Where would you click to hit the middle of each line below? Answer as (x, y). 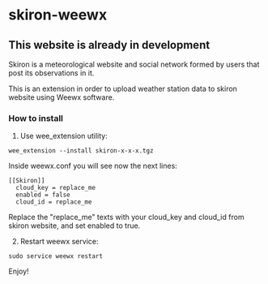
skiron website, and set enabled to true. (74, 226)
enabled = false (43, 195)
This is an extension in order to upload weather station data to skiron (123, 88)
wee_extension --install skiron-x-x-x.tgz (81, 151)
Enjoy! (19, 271)
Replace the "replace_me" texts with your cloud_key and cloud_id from (126, 217)
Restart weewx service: (59, 242)
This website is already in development (109, 45)
